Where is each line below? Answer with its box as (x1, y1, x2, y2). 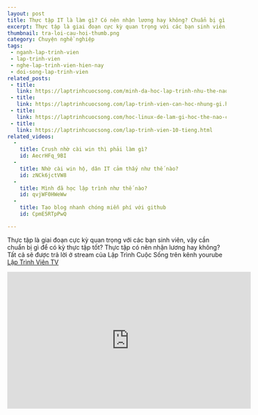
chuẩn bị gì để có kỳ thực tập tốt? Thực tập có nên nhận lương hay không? (7, 243, 220, 251)
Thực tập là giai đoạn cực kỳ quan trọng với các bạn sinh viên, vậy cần (7, 236, 210, 244)
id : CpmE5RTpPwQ (19, 211, 67, 218)
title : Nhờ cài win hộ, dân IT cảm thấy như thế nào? (19, 165, 179, 172)
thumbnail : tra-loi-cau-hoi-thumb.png (7, 29, 120, 37)
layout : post (7, 10, 45, 17)
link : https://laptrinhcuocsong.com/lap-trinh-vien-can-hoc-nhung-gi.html (16, 101, 238, 108)
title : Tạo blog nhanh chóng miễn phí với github (19, 204, 167, 211)
